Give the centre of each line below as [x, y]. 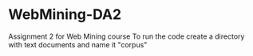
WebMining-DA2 [65, 15]
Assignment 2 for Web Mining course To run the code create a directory [126, 36]
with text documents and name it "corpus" [78, 44]
